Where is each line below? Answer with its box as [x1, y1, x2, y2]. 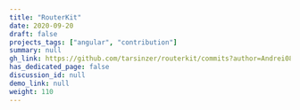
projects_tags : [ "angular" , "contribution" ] [9, 37, 178, 47]
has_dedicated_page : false [9, 63, 110, 72]
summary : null [9, 46, 62, 55]
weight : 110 [9, 87, 54, 96]
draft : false [9, 29, 58, 38]
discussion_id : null [9, 71, 87, 80]
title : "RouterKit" [9, 12, 82, 22]
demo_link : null [9, 79, 70, 88]
